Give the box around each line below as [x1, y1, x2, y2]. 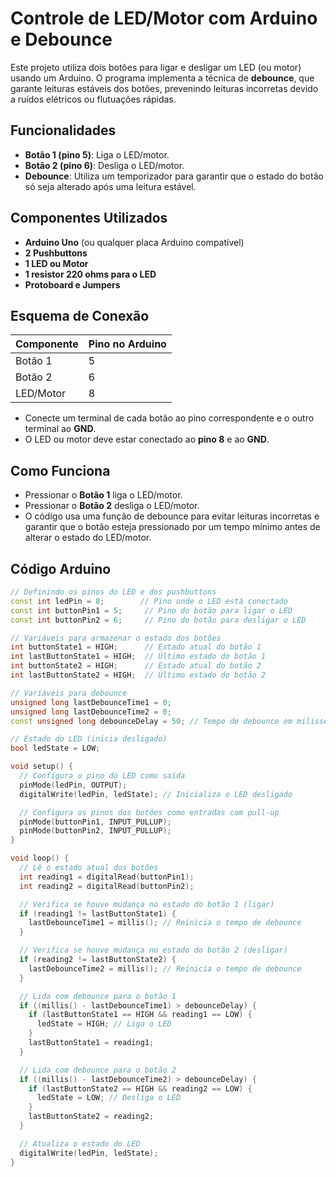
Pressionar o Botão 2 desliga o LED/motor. [24, 500, 200, 512]
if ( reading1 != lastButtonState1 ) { [19, 908, 177, 919]
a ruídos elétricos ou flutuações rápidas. [10, 93, 177, 105]
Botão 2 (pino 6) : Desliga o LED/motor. [24, 159, 185, 171]
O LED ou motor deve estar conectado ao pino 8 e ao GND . [24, 433, 270, 446]
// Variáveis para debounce [10, 688, 128, 698]
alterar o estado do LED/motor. [24, 532, 152, 544]
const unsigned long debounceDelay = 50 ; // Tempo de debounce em [10, 716, 293, 726]
